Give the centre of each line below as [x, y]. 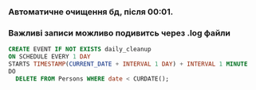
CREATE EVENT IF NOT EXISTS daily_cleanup [80, 50]
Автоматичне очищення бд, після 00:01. [91, 12]
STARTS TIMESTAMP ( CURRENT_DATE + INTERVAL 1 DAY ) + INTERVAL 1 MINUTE [128, 64]
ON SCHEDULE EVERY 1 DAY [49, 57]
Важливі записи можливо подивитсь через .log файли [120, 32]
